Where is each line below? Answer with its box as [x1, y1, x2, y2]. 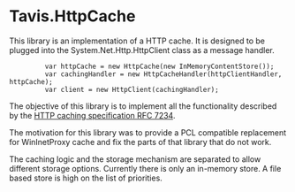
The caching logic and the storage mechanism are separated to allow [9, 153, 261, 165]
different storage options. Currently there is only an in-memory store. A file [9, 163, 282, 173]
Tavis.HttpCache [9, 6, 136, 27]
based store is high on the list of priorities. [9, 173, 163, 183]
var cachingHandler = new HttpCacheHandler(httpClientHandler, [44, 69, 283, 79]
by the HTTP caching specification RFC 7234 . [9, 110, 176, 120]
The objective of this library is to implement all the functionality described [9, 100, 277, 111]
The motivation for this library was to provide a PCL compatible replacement [9, 127, 287, 138]
